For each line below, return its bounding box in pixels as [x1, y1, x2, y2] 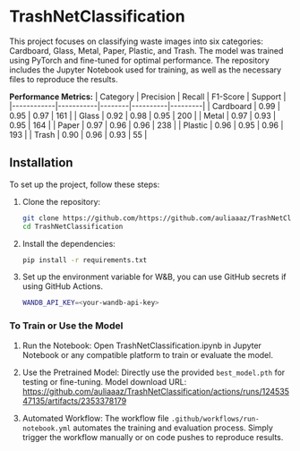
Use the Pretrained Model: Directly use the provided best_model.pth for [21, 367, 286, 378]
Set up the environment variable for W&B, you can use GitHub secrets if [21, 271, 287, 283]
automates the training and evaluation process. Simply [73, 422, 273, 433]
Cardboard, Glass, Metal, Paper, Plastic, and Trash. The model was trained [9, 45, 284, 55]
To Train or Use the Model [9, 319, 124, 332]
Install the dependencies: [21, 238, 116, 249]
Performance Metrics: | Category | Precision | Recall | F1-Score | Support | [9, 91, 287, 102]
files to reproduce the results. [9, 73, 118, 84]
